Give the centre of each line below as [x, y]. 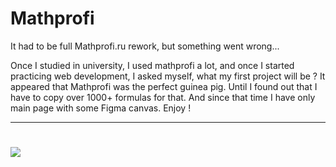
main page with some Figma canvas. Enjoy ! [101, 108]
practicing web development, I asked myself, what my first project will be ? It [168, 76]
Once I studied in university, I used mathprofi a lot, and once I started [152, 65]
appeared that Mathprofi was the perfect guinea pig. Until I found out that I [164, 86]
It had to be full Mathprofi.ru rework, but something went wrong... [145, 46]
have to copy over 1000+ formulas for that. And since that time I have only [163, 97]
